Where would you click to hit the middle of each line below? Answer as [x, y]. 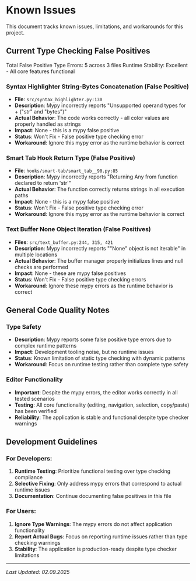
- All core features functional [41, 71]
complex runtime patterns [45, 346]
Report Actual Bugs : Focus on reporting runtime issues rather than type [101, 537]
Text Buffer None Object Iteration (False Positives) [78, 229]
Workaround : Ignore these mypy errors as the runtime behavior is [94, 286]
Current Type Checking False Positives [78, 51]
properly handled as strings [48, 124]
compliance [29, 477]
